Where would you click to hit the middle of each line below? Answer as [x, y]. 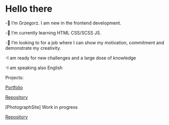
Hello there [29, 9]
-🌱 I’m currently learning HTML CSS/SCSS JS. [53, 33]
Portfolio [14, 87]
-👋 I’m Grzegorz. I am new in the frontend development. [63, 23]
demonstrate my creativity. [33, 48]
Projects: [14, 77]
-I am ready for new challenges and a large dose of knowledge [71, 58]
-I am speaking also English [34, 68]
